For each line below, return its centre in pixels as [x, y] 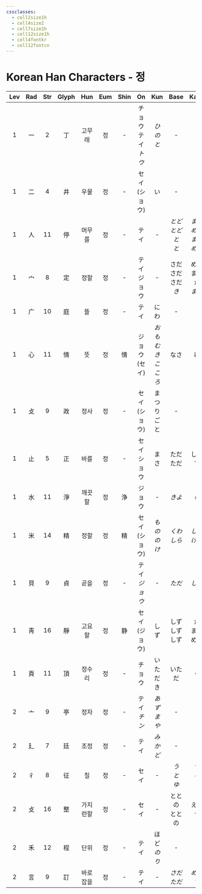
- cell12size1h [31, 34]
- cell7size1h [29, 29]
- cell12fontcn [31, 46]
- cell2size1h [29, 17]
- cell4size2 [28, 23]
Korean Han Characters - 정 [76, 78]
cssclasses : [21, 12]
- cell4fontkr [29, 40]
